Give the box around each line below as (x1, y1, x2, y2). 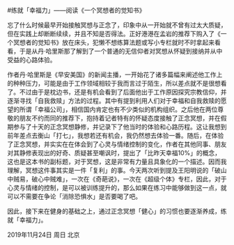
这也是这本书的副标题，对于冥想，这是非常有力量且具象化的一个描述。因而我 (7, 157, 227, 166)
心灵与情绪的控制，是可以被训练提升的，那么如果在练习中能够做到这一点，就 (7, 184, 227, 191)
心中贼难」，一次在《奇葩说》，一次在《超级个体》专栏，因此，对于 (37, 175, 227, 183)
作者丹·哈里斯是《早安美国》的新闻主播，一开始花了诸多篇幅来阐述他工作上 (7, 70, 223, 79)
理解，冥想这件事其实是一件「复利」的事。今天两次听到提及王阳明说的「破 (7, 166, 221, 174)
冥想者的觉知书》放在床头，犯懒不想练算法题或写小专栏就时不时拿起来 (13, 38, 214, 47)
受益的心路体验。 (7, 56, 56, 64)
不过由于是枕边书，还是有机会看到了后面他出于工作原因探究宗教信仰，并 (19, 88, 227, 96)
